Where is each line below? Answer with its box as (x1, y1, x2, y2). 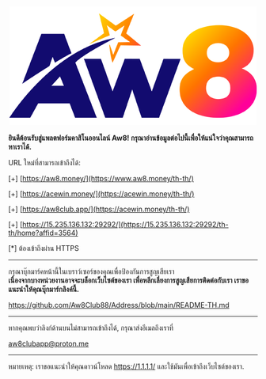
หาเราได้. (8, 142, 32, 151)
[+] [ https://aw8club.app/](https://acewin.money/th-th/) (8, 204, 190, 214)
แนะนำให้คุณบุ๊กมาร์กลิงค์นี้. (8, 285, 79, 294)
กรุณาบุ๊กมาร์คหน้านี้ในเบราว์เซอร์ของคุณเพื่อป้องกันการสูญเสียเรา (8, 267, 175, 276)
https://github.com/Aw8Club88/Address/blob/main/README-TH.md (8, 301, 230, 309)
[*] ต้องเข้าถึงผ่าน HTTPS (8, 244, 79, 252)
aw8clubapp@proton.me (8, 339, 89, 348)
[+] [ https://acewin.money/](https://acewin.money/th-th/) (8, 189, 195, 199)
